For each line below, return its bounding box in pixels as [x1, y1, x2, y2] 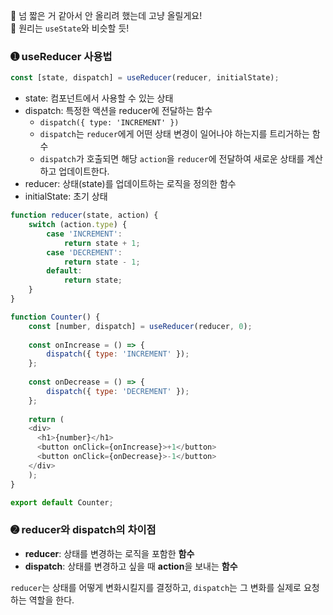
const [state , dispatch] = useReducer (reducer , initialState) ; [10, 73, 280, 83]
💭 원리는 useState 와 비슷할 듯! [10, 22, 130, 34]
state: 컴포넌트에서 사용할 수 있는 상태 [24, 92, 174, 104]
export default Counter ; [10, 497, 114, 508]
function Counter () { [10, 312, 101, 322]
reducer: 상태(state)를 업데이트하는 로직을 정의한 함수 [24, 178, 237, 190]
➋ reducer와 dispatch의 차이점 [10, 523, 157, 537]
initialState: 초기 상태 [24, 190, 108, 203]
